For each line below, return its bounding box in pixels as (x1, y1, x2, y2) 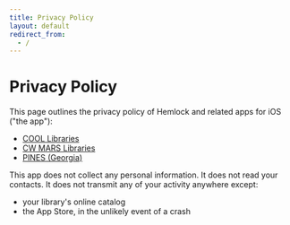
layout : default (9, 22, 70, 30)
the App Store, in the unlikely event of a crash (21, 206, 191, 217)
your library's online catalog (21, 196, 126, 207)
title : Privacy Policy (9, 13, 94, 22)
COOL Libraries (21, 134, 80, 144)
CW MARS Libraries (21, 143, 96, 153)
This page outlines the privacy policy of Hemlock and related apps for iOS (9, 107, 282, 117)
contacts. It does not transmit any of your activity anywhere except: (9, 179, 259, 190)
